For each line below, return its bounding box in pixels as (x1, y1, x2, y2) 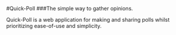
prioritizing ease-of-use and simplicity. (6, 23, 102, 29)
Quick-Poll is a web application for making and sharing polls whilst (6, 16, 170, 23)
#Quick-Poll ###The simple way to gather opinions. (6, 5, 133, 12)
